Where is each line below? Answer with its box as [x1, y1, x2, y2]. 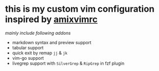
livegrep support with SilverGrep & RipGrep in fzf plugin [12, 60, 125, 66]
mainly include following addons [5, 30, 71, 36]
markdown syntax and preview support [12, 39, 92, 45]
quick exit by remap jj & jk [12, 50, 68, 56]
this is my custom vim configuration [5, 3, 155, 15]
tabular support [12, 45, 44, 50]
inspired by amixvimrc [5, 14, 98, 25]
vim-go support [12, 55, 44, 61]
